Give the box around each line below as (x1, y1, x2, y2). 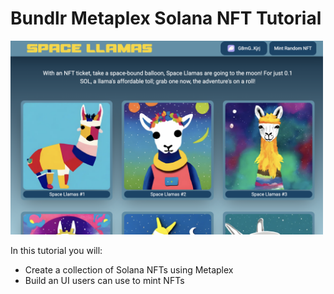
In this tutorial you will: (10, 245, 103, 257)
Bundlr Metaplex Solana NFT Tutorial (10, 7, 322, 30)
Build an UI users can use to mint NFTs (24, 275, 185, 287)
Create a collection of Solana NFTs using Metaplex (24, 264, 234, 276)
